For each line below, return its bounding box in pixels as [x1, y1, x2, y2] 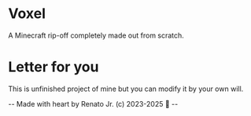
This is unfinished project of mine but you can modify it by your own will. [8, 84, 244, 93]
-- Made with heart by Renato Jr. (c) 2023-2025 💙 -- [8, 99, 179, 108]
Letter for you [8, 58, 99, 76]
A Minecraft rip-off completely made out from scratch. [8, 31, 185, 40]
